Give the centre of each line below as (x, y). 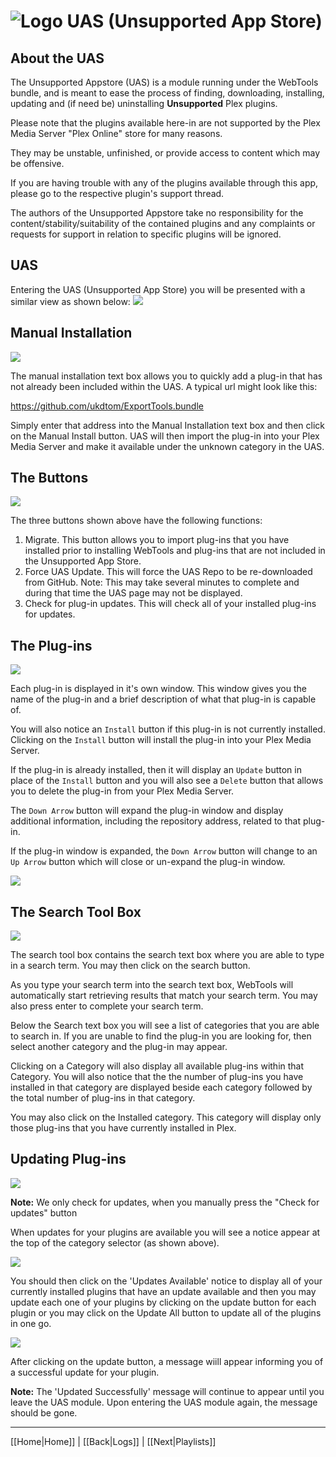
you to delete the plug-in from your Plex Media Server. (122, 791)
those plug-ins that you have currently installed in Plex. (123, 1128)
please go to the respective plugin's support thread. (117, 193)
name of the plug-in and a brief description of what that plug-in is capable (163, 699)
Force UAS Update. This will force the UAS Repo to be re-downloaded (168, 572)
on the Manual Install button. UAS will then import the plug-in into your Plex (165, 436)
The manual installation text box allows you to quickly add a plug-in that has (166, 376)
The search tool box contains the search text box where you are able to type (167, 955)
